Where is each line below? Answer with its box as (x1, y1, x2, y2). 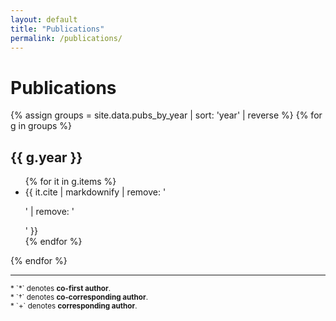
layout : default (10, 14, 78, 25)
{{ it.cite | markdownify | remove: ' (24, 186, 167, 198)
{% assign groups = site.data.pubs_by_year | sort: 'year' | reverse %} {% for (10, 109, 323, 121)
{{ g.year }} (10, 149, 83, 166)
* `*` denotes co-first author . (10, 284, 111, 294)
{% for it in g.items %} (24, 176, 117, 188)
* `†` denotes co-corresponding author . (10, 292, 149, 303)
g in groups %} (10, 120, 73, 132)
